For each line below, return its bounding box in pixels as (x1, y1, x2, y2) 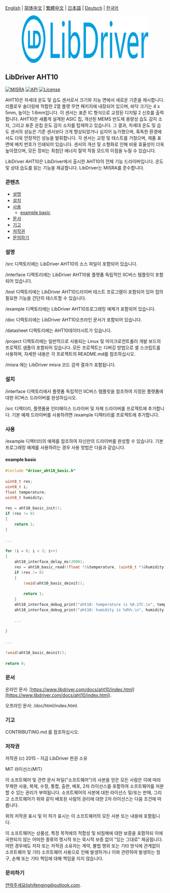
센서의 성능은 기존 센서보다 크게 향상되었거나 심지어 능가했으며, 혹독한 (10, 128, 148, 134)
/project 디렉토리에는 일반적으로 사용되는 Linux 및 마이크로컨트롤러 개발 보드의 (5, 338, 161, 345)
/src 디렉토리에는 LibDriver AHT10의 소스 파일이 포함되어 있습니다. (5, 261, 138, 267)
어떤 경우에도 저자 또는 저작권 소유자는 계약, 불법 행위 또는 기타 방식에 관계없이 (5, 843, 160, 849)
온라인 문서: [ (5, 686, 31, 692)
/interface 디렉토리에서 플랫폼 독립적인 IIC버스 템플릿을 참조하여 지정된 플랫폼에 (5, 388, 163, 394)
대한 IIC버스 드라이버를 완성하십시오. (5, 394, 77, 400)
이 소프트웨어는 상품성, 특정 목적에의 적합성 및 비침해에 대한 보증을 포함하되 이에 (5, 830, 163, 836)
